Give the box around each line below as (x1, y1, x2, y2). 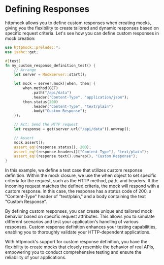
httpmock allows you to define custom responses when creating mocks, (5, 20, 151, 26)
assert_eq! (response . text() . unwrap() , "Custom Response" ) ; (14, 154, 138, 159)
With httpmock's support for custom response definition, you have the (5, 239, 148, 245)
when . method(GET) (23, 86, 58, 91)
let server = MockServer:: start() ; (14, 72, 87, 77)
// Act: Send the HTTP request (14, 122, 78, 127)
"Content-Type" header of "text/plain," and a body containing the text (5, 194, 146, 199)
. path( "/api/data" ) (31, 90, 71, 95)
